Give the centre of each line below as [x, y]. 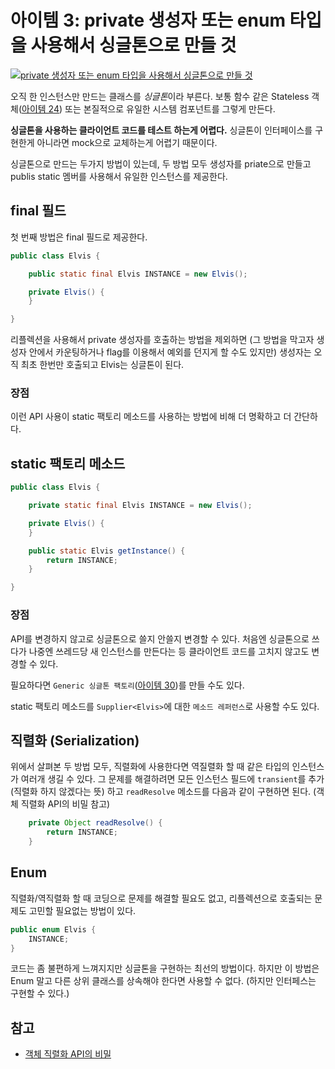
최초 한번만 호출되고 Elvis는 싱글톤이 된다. [102, 365]
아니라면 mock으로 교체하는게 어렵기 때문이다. [127, 142]
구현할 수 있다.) [40, 993]
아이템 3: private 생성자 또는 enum [148, 20]
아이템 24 [40, 108]
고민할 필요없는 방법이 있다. [82, 910]
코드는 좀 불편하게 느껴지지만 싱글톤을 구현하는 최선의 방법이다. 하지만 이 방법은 [165, 968]
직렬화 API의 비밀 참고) [65, 804]
